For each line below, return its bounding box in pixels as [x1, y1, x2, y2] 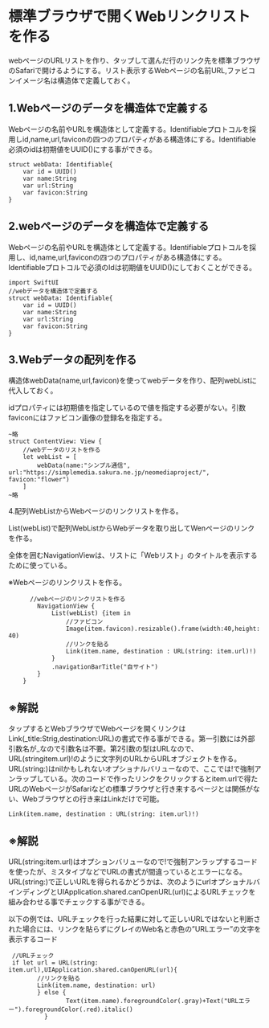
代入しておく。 [8, 386, 58, 395]
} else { [37, 989, 67, 997]
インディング [8, 887, 51, 896]
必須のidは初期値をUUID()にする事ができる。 [8, 144, 157, 154]
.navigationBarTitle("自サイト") [51, 663, 159, 671]
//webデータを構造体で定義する [8, 287, 99, 295]
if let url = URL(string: [11, 959, 99, 967]
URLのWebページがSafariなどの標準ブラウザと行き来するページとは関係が [8, 784, 254, 794]
